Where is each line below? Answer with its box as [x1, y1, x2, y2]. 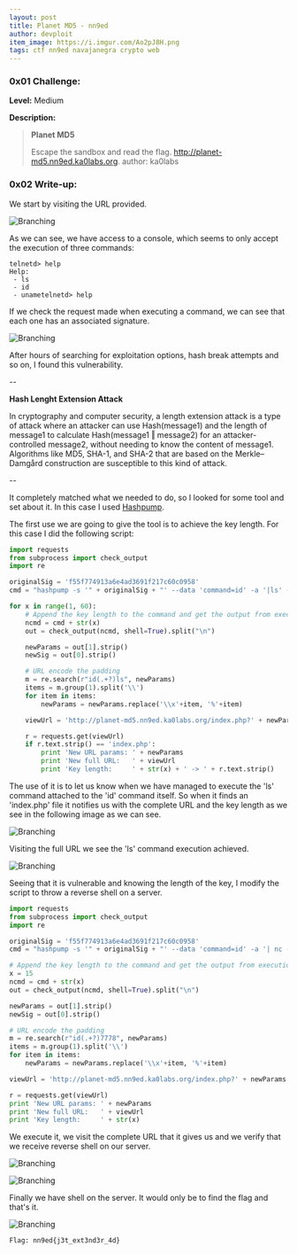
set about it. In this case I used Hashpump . [9, 502, 165, 512]
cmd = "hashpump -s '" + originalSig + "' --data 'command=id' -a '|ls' [9, 586, 283, 595]
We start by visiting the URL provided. [9, 199, 148, 209]
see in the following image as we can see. [9, 808, 162, 820]
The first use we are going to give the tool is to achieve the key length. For [9, 518, 279, 529]
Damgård [9, 457, 43, 468]
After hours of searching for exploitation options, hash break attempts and [9, 349, 279, 360]
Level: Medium [9, 95, 65, 106]
